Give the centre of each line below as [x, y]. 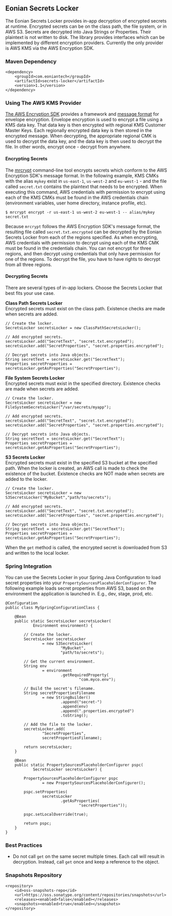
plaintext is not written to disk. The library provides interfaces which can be [85, 37]
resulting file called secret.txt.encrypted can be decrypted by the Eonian [83, 232]
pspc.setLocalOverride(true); [56, 815]
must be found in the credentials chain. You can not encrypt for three [78, 248]
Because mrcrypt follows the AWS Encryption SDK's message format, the [83, 226]
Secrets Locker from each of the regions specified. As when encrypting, [82, 237]
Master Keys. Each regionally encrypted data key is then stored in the [79, 130]
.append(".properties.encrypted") [97, 711]
